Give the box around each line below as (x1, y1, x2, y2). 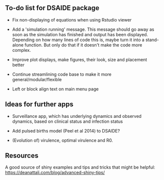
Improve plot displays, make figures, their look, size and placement (12, 56, 147, 63)
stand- (145, 37, 159, 43)
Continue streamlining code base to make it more (12, 71, 112, 77)
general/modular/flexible (12, 76, 62, 82)
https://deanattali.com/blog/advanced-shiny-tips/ (5, 170, 105, 176)
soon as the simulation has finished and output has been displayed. (12, 31, 148, 37)
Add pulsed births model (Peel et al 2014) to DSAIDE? (12, 128, 120, 134)
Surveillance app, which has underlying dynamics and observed (12, 113, 142, 119)
